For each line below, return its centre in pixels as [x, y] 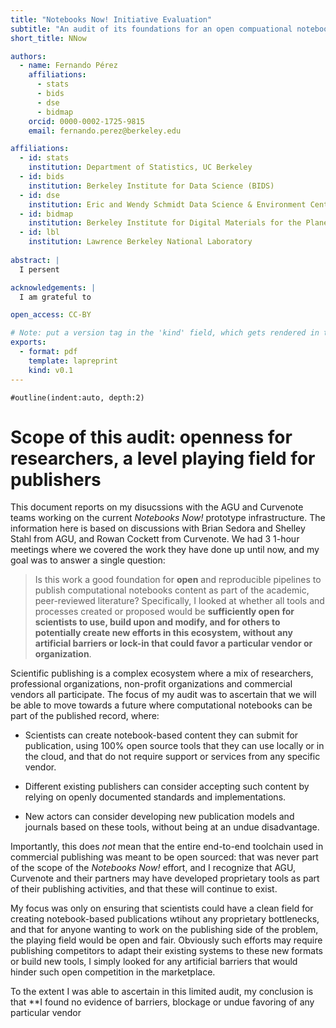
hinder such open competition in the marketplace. [113, 972]
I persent [39, 269]
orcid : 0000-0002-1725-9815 [86, 121]
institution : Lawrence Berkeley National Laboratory [140, 242]
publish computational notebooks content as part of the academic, [172, 590]
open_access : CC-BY [51, 315]
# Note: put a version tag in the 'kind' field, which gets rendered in [165, 333]
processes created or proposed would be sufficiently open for [164, 612]
